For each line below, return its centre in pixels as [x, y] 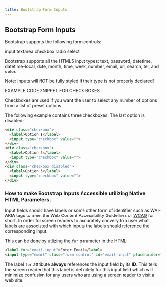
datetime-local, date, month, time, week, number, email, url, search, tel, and [82, 66]
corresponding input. [26, 231]
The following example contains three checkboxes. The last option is [75, 115]
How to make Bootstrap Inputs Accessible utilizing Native [75, 193]
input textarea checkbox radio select [42, 51]
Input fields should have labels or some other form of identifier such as [77, 210]
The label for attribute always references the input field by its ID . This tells [81, 264]
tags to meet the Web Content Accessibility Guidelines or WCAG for [85, 215]
